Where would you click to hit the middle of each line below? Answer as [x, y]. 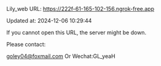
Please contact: [26, 44]
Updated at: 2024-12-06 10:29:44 [49, 20]
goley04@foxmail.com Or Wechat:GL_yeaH [61, 56]
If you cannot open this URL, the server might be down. [76, 32]
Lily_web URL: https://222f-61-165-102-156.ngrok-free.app [80, 9]
